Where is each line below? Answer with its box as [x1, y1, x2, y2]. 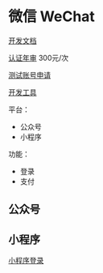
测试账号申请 [8, 70, 51, 79]
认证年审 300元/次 [8, 53, 69, 62]
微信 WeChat [8, 7, 95, 26]
